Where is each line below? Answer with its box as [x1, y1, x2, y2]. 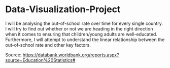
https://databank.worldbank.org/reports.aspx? [22, 52, 119, 58]
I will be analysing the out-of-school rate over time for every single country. [5, 20, 163, 26]
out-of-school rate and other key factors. [5, 42, 91, 48]
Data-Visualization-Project [5, 4, 121, 15]
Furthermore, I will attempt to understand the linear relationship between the [5, 37, 165, 43]
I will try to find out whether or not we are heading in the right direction [5, 25, 153, 31]
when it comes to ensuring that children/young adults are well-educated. [5, 31, 157, 37]
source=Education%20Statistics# [5, 57, 76, 63]
